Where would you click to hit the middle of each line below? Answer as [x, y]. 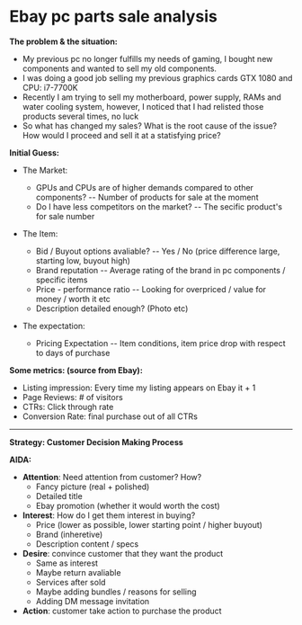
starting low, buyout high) [83, 260]
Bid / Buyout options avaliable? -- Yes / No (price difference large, [158, 251]
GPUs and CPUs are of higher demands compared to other [145, 187]
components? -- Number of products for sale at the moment [147, 197]
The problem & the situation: [64, 41]
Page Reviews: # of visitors [72, 397]
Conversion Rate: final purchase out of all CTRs [110, 416]
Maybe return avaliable [78, 572]
